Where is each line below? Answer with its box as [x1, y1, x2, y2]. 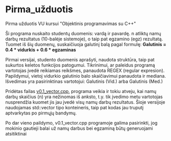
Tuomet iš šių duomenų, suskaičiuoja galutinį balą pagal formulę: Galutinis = [5, 41, 166, 47]
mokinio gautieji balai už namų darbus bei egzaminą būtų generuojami [5, 125, 153, 131]
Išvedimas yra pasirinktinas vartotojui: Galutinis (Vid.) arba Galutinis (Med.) [5, 78, 163, 84]
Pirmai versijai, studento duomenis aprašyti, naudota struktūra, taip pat [5, 56, 155, 62]
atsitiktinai [5, 130, 27, 136]
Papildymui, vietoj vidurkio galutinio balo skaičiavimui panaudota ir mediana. [5, 73, 166, 79]
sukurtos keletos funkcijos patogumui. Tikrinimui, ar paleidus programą [5, 62, 155, 68]
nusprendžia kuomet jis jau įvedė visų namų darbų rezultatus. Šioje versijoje [5, 99, 165, 105]
